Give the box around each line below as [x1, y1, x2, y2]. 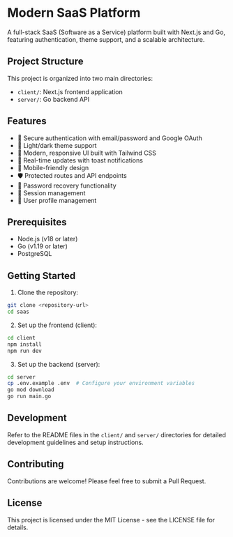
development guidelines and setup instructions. [7, 438, 144, 446]
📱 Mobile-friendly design [17, 163, 89, 172]
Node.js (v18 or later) [17, 235, 78, 243]
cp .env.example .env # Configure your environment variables [7, 380, 195, 387]
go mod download [7, 386, 54, 393]
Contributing [7, 458, 64, 470]
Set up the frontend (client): [17, 321, 98, 329]
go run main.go [7, 393, 52, 400]
